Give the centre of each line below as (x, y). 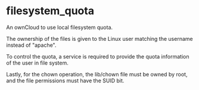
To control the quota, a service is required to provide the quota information (98, 56)
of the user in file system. (37, 63)
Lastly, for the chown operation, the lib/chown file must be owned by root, (97, 74)
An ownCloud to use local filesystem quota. (60, 27)
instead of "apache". (31, 45)
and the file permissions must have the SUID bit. (65, 81)
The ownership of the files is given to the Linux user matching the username (99, 38)
